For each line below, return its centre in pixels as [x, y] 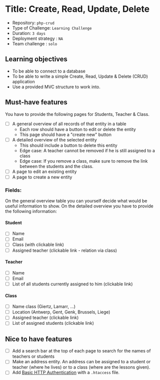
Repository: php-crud [33, 23]
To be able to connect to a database [49, 71]
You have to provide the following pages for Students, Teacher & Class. [77, 114]
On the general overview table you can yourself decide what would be [76, 201]
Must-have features [36, 102]
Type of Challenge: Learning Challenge [52, 28]
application [24, 81]
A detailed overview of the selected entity [54, 139]
